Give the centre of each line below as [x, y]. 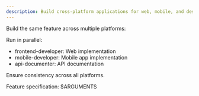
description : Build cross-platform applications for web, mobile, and [95, 11]
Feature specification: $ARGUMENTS [52, 87]
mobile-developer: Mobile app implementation [71, 57]
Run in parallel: [24, 39]
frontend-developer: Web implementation [65, 51]
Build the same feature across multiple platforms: [66, 28]
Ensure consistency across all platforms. [55, 75]
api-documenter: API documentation [59, 64]
